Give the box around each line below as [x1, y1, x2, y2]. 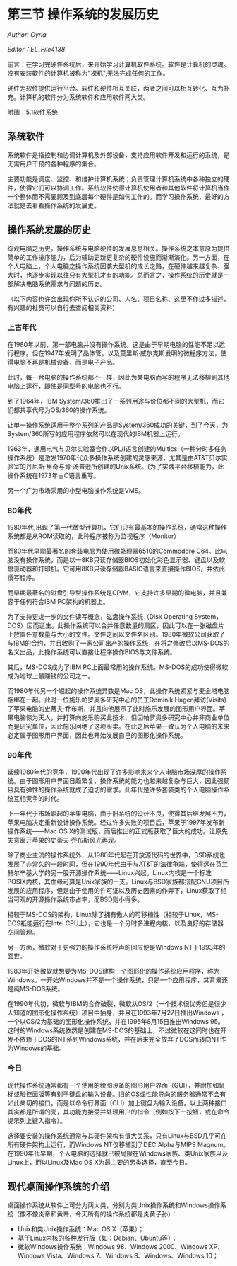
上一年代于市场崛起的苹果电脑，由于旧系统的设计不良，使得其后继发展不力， [7, 809, 230, 818]
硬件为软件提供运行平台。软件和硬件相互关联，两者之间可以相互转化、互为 [7, 84, 224, 92]
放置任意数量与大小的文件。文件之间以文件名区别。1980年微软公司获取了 [13, 630, 226, 639]
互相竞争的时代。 [13, 794, 63, 803]
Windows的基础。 [13, 1044, 66, 1052]
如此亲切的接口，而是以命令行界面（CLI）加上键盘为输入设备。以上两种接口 [7, 1098, 227, 1107]
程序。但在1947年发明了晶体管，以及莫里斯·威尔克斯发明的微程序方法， [13, 348, 221, 358]
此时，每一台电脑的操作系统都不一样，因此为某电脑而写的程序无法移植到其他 [7, 372, 230, 381]
